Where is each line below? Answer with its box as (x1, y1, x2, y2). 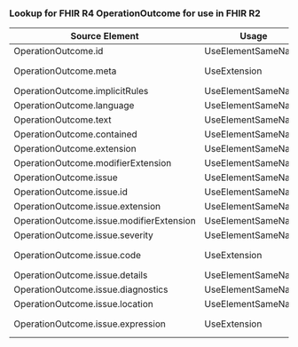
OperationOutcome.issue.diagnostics (13, 283, 169, 296)
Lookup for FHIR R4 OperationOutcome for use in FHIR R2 (9, 7, 261, 20)
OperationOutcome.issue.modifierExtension (13, 215, 197, 227)
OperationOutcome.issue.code (13, 249, 142, 262)
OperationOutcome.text (13, 114, 112, 126)
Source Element (70, 30, 139, 43)
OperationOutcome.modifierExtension (13, 157, 172, 170)
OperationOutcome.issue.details (13, 269, 148, 281)
